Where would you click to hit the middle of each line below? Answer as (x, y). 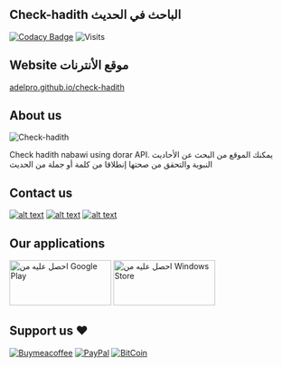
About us (36, 116)
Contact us (41, 193)
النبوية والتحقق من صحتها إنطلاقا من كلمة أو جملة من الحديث (111, 164)
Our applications (57, 243)
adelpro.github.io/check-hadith (67, 87)
